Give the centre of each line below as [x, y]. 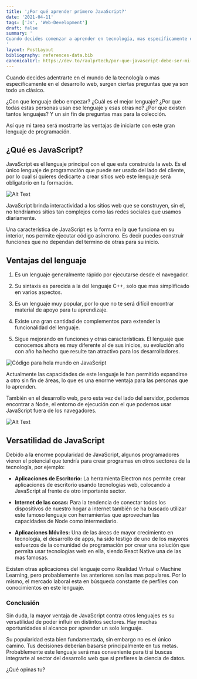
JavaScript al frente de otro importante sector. [70, 491]
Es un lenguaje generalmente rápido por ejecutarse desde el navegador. [102, 275]
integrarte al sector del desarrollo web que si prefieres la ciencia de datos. [96, 658]
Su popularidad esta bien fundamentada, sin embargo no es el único [89, 640]
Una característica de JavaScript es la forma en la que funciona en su [90, 229]
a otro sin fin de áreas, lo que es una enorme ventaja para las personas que [97, 380]
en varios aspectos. [38, 292]
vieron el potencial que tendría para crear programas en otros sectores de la [98, 461]
